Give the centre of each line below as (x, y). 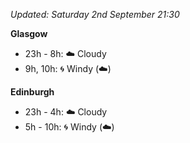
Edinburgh (32, 92)
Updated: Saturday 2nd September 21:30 (95, 14)
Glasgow (29, 33)
